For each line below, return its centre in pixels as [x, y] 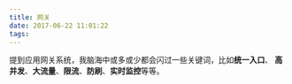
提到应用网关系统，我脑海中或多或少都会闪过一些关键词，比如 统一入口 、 [141, 60]
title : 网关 [30, 17]
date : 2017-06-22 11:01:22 [59, 26]
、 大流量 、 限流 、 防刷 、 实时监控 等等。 [95, 71]
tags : [19, 34]
